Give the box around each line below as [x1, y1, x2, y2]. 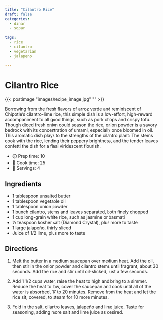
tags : [5, 35, 16, 40]
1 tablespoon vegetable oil [12, 198, 66, 204]
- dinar [9, 21, 26, 26]
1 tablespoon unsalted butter [12, 193, 71, 199]
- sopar [9, 26, 26, 31]
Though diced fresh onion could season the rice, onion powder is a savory [5, 122, 157, 128]
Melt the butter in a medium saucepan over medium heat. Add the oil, [12, 258, 154, 264]
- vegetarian [9, 49, 37, 54]
